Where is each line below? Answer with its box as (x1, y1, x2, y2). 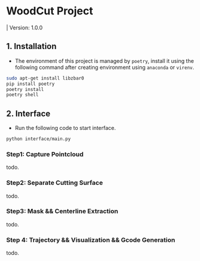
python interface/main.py (6, 136, 71, 142)
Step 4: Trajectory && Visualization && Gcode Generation (6, 235, 175, 244)
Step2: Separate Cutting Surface (6, 178, 103, 187)
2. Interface (6, 108, 51, 119)
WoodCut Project (6, 4, 93, 18)
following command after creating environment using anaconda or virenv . (14, 63, 195, 71)
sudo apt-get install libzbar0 (6, 75, 84, 81)
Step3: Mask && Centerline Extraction (6, 207, 119, 216)
